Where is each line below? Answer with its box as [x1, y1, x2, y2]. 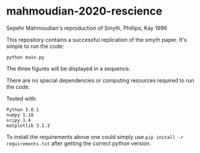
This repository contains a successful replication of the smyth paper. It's [6, 36, 187, 43]
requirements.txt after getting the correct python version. [6, 140, 152, 147]
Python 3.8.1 [6, 106, 39, 113]
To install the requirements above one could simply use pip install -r [6, 133, 184, 140]
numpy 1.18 [6, 112, 34, 118]
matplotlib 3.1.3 [6, 123, 50, 129]
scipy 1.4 [6, 117, 32, 123]
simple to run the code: [6, 42, 64, 50]
